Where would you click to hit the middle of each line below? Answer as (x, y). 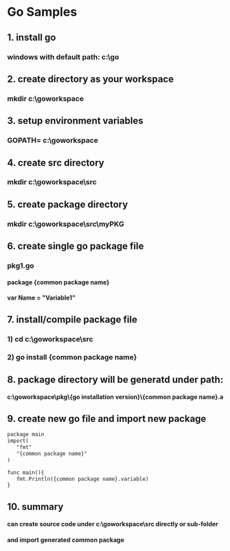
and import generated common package (66, 539)
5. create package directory (68, 204)
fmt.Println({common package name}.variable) (82, 479)
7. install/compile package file (72, 319)
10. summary (35, 507)
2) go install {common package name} (72, 357)
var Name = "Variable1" (41, 298)
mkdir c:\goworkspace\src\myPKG (66, 224)
